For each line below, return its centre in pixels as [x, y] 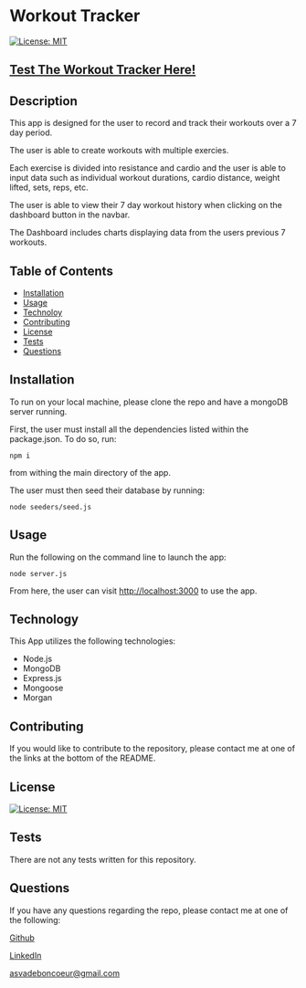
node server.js [38, 573]
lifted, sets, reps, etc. [49, 187]
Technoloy [42, 312]
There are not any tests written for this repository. [103, 859]
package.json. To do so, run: [63, 438]
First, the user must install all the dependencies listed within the [129, 429]
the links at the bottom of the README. [83, 758]
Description [43, 101]
